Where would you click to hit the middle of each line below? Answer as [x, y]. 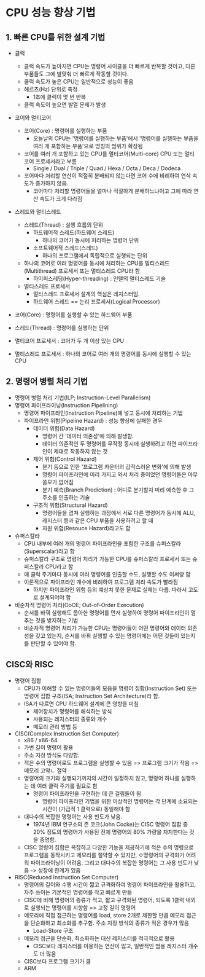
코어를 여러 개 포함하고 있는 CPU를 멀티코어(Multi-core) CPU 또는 [103, 154]
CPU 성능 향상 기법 [51, 13]
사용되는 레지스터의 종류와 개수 [70, 719]
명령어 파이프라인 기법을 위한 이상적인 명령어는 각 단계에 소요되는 [120, 801]
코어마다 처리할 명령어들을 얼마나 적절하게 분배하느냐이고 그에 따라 [113, 191]
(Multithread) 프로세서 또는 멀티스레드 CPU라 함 [82, 271]
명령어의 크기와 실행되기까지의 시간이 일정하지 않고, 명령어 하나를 [102, 778]
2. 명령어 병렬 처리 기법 [47, 382]
